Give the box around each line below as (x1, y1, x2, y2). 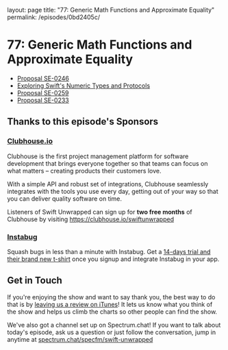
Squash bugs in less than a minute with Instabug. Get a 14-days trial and (7, 247, 211, 255)
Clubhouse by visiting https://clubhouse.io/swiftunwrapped (7, 215, 175, 223)
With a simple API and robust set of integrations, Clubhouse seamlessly (7, 179, 209, 188)
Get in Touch (7, 275, 63, 286)
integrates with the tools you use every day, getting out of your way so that (7, 187, 219, 195)
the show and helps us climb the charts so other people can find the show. (7, 308, 218, 316)
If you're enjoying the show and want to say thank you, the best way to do (7, 292, 216, 301)
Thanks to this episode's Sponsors (7, 116, 159, 127)
